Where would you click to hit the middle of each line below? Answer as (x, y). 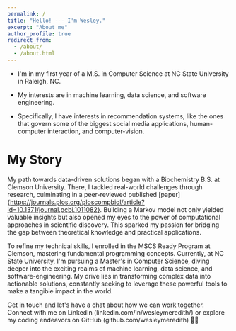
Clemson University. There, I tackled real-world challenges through (105, 187)
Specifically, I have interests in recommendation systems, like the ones (120, 116)
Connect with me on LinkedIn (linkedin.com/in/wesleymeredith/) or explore (116, 312)
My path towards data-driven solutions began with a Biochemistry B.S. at (114, 179)
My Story (35, 160)
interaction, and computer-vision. (96, 131)
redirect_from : (30, 40)
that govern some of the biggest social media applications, (103, 123)
